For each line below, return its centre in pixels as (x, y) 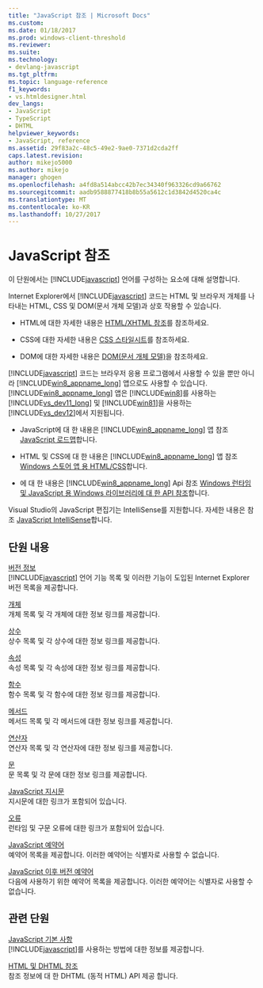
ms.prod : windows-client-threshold (67, 38)
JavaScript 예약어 (36, 845)
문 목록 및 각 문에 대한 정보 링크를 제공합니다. (78, 774)
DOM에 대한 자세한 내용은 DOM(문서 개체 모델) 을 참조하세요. (114, 356)
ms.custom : (26, 23)
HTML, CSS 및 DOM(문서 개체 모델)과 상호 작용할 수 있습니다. (125, 306)
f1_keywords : (30, 89)
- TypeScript (30, 119)
